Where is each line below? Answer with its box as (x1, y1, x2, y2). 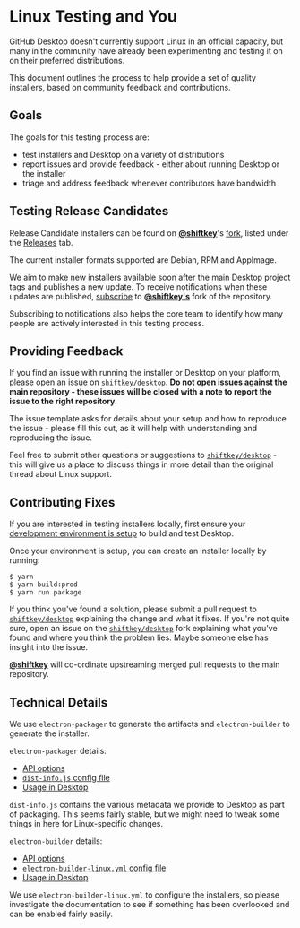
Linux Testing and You (9, 6, 177, 27)
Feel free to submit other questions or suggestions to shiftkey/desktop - (9, 450, 278, 461)
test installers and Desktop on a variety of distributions (21, 149, 225, 160)
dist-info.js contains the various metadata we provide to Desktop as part (9, 800, 285, 810)
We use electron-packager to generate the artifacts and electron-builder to (9, 719, 291, 729)
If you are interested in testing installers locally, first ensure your (9, 518, 246, 530)
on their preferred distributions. (9, 55, 125, 65)
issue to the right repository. (9, 396, 118, 407)
